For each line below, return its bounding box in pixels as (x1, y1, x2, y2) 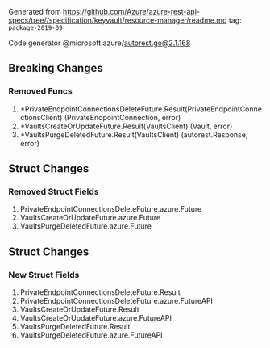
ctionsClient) (19, 112, 63, 122)
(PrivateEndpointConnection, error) (64, 112, 181, 122)
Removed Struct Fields (8, 186, 99, 197)
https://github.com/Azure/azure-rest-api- (63, 7, 200, 16)
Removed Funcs (8, 86, 73, 97)
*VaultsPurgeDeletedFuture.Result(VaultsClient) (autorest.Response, (19, 129, 248, 140)
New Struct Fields (8, 269, 80, 280)
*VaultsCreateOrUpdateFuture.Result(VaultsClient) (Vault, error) (19, 121, 233, 131)
